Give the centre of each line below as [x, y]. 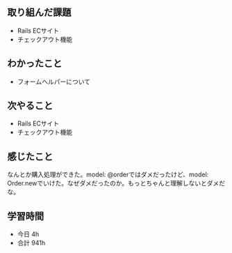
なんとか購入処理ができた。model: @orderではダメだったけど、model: [108, 175]
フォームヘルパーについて [53, 82]
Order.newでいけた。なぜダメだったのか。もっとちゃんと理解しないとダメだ [116, 183]
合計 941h [31, 243]
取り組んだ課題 [39, 13]
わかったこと [35, 64]
